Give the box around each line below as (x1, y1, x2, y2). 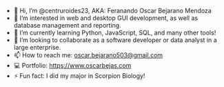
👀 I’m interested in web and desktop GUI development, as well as (13, 14, 198, 22)
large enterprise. (13, 43, 61, 51)
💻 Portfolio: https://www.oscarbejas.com (13, 61, 132, 69)
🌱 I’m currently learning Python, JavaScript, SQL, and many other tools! (13, 28, 216, 37)
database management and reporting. (13, 21, 122, 29)
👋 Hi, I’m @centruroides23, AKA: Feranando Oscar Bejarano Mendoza (13, 7, 212, 14)
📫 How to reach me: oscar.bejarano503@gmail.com (13, 51, 163, 59)
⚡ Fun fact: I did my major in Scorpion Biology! (13, 72, 145, 79)
